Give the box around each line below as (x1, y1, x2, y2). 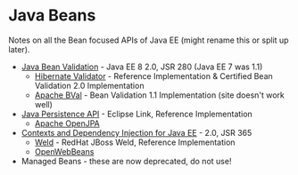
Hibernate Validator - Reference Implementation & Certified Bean (34, 70, 273, 81)
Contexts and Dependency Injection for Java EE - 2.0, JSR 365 (21, 127, 252, 138)
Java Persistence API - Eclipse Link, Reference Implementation (21, 108, 253, 119)
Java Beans (8, 5, 96, 26)
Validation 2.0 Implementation (34, 80, 145, 91)
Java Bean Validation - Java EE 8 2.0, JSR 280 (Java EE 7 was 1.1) (21, 61, 263, 72)
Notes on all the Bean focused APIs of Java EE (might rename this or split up (8, 35, 289, 45)
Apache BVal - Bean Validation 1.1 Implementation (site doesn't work (34, 90, 285, 100)
